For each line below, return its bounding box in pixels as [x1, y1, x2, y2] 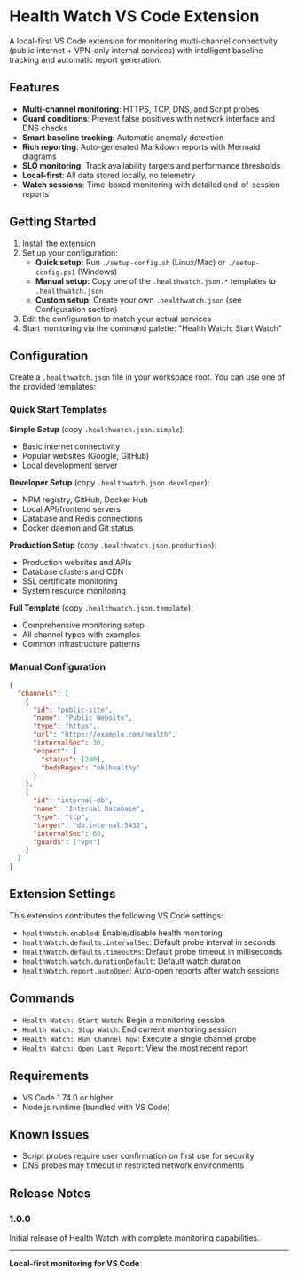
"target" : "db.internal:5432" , [32, 821, 149, 830]
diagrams [21, 151, 57, 162]
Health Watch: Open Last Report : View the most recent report [21, 1043, 248, 1053]
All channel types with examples [21, 628, 140, 640]
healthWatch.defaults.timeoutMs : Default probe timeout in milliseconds [21, 946, 282, 957]
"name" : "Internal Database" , [32, 805, 145, 814]
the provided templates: [9, 382, 96, 392]
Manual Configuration [9, 660, 106, 673]
